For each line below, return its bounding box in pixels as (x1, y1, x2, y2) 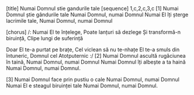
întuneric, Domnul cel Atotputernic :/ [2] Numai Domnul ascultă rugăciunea (6, 52, 186, 59)
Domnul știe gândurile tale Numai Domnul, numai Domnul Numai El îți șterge (6, 11, 189, 18)
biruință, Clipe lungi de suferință (6, 35, 84, 41)
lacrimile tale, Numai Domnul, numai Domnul (6, 17, 113, 24)
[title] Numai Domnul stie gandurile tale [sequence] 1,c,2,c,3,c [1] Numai (6, 5, 179, 12)
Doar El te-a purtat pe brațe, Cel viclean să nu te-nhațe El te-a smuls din (6, 46, 180, 53)
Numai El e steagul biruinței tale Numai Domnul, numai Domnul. (6, 82, 158, 89)
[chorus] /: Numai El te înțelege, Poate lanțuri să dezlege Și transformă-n (6, 29, 181, 36)
